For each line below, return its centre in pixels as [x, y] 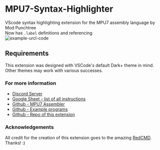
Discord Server [27, 94]
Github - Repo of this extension [43, 115]
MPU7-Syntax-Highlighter [59, 9]
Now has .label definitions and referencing [49, 33]
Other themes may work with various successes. [54, 70]
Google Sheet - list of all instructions [49, 99]
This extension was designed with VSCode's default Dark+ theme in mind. [80, 65]
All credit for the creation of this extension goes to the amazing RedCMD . [79, 138]
